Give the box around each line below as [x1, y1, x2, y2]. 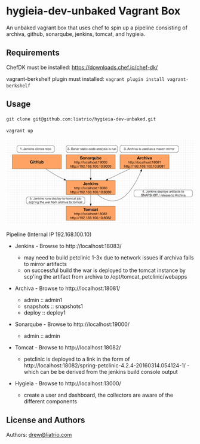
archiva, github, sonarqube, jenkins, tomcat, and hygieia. [6, 30, 146, 37]
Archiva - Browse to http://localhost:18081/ [14, 285, 121, 292]
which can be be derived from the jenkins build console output [23, 368, 178, 375]
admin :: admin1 [23, 296, 63, 303]
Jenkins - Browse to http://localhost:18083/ [14, 242, 122, 249]
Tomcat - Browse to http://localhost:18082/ [14, 343, 121, 351]
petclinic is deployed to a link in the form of [23, 355, 130, 363]
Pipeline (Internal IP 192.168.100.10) [6, 231, 92, 238]
